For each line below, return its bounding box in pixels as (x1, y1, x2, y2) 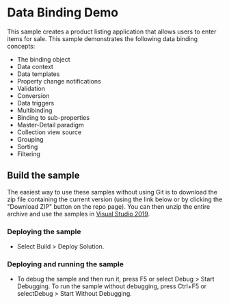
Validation (16, 84, 46, 92)
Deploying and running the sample (7, 259, 124, 268)
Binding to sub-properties (16, 113, 90, 121)
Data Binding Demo (7, 5, 118, 21)
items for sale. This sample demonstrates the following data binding (7, 34, 198, 42)
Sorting (16, 142, 38, 151)
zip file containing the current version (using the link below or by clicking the (7, 195, 223, 203)
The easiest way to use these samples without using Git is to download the (7, 188, 217, 196)
